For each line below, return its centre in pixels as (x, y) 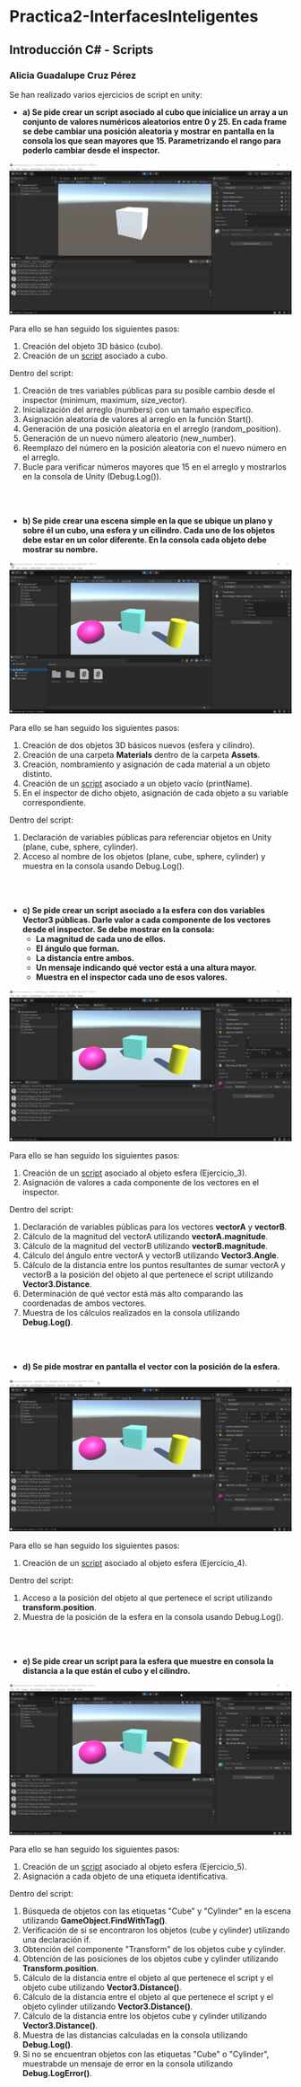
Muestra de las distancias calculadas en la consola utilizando (135, 2035)
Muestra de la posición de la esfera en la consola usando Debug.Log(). (153, 1616)
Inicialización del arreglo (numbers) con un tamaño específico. (138, 409)
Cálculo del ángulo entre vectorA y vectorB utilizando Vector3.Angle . (150, 1255)
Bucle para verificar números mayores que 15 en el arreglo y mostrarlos (154, 467)
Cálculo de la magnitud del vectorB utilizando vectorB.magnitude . (145, 1246)
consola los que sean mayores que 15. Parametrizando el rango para (151, 140)
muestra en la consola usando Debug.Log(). (103, 866)
